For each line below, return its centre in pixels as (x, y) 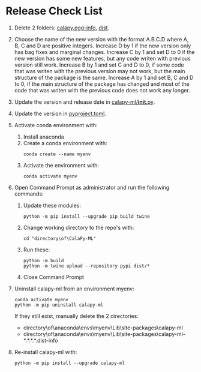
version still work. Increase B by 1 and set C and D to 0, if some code (99, 65)
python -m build (43, 260)
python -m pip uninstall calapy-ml (59, 305)
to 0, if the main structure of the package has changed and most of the (102, 84)
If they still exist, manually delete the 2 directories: (76, 316)
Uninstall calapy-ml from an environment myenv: (74, 289)
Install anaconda (43, 137)
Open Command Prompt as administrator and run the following (92, 187)
